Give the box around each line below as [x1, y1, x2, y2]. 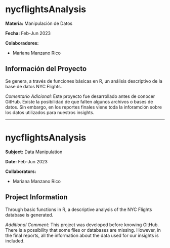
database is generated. [5, 211, 54, 218]
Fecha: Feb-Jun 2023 [5, 30, 51, 36]
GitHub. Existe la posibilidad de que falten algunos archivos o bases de [5, 98, 153, 104]
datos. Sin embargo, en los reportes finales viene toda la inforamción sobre [5, 104, 162, 110]
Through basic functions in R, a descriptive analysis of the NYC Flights [5, 206, 152, 212]
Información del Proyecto [5, 64, 87, 73]
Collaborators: [5, 168, 36, 174]
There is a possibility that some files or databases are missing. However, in [5, 227, 161, 233]
